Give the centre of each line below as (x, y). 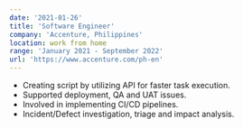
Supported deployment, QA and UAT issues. (104, 95)
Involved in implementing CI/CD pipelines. (100, 104)
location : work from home (58, 43)
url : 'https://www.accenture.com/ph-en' (87, 59)
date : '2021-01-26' (46, 18)
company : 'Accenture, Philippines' (76, 34)
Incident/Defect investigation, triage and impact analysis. (128, 114)
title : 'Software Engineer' (62, 26)
